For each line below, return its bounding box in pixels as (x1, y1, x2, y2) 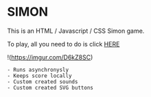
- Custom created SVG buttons (7, 84, 94, 91)
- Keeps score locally (7, 72, 72, 79)
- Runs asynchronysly (7, 66, 69, 73)
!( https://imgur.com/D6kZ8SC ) (7, 53, 93, 61)
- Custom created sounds (7, 78, 78, 85)
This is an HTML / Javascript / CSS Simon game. (7, 27, 145, 35)
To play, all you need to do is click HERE (7, 40, 120, 48)
